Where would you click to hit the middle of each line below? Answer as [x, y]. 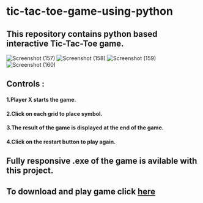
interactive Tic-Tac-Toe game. [65, 43]
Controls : [25, 84]
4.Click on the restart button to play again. [61, 142]
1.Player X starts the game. [41, 99]
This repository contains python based [82, 34]
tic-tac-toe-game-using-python [90, 11]
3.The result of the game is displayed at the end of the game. [85, 128]
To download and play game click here [81, 191]
